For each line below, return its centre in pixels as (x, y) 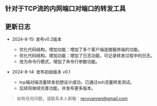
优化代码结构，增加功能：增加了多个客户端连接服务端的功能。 (81, 49)
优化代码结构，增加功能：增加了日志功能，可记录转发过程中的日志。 (87, 56)
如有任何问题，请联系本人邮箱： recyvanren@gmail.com (72, 99)
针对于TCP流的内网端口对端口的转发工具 (65, 9)
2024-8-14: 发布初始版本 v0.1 (41, 72)
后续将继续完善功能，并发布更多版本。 (57, 88)
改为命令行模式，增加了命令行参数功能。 (59, 61)
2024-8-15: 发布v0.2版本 (37, 39)
